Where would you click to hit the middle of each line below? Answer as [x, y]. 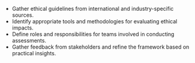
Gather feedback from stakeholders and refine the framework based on [101, 47]
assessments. [29, 40]
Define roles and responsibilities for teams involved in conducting [93, 34]
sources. [23, 15]
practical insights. [34, 53]
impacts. [23, 28]
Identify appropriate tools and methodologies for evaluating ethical [94, 21]
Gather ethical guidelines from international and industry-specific [93, 9]
